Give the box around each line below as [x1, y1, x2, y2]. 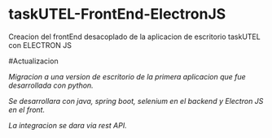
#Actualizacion [8, 56, 59, 66]
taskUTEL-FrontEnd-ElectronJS [8, 5, 226, 24]
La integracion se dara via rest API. [8, 120, 128, 130]
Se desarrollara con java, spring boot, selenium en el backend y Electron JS [8, 96, 264, 106]
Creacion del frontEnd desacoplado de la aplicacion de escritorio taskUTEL [8, 32, 261, 41]
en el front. [8, 105, 46, 114]
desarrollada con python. [8, 80, 94, 90]
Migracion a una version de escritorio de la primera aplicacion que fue [8, 71, 246, 81]
